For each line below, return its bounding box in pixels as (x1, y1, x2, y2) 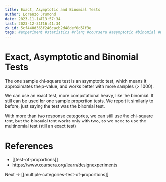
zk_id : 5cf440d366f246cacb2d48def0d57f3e (5, 26, 92, 30)
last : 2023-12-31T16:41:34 (5, 21, 61, 26)
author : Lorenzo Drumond (5, 12, 56, 17)
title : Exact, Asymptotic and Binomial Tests (5, 7, 100, 12)
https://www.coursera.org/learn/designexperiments (12, 162, 118, 168)
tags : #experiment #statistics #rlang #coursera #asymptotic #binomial (5, 30, 156, 35)
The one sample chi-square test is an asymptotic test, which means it (5, 78, 147, 84)
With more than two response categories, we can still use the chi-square (5, 113, 153, 119)
